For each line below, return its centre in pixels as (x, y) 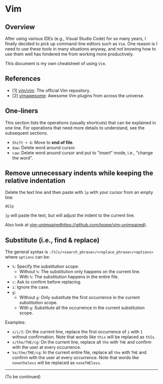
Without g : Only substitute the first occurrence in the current (80, 297)
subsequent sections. (27, 133)
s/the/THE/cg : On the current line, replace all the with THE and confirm (82, 342)
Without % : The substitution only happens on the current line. (80, 272)
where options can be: (28, 257)
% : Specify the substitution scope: (45, 266)
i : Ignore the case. (31, 287)
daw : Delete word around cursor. (44, 147)
